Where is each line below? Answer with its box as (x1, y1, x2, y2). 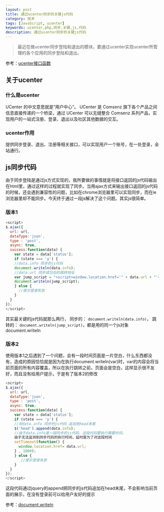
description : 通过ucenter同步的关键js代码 (5, 30, 87, 35)
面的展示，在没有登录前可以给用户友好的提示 (5, 492, 95, 497)
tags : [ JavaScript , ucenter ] (5, 20, 65, 26)
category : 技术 (5, 16, 35, 21)
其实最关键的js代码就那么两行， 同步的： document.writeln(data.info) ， (5, 316, 151, 322)
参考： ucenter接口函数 (5, 61, 51, 66)
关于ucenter (5, 76, 43, 84)
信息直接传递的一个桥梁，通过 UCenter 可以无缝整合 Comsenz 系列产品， (5, 110, 153, 116)
